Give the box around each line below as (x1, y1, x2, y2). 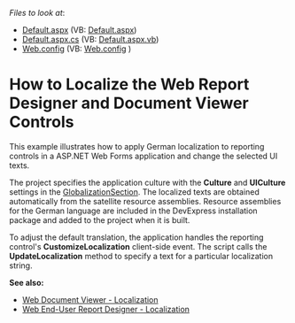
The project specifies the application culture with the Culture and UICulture (9, 177, 286, 188)
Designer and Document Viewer (9, 93, 250, 113)
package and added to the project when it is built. (9, 214, 190, 225)
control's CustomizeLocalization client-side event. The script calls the (9, 241, 268, 251)
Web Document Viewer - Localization (21, 294, 159, 304)
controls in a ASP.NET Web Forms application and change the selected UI (9, 150, 278, 161)
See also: (9, 277, 44, 288)
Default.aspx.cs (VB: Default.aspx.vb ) (21, 35, 159, 44)
